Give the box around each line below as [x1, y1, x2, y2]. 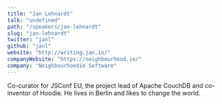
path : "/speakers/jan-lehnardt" [7, 23, 101, 30]
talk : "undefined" [7, 17, 61, 24]
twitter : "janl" [7, 36, 54, 43]
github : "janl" [7, 43, 52, 50]
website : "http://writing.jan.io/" [7, 50, 111, 57]
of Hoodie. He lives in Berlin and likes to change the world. [32, 89, 201, 97]
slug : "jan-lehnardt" [7, 29, 71, 37]
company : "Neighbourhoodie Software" [7, 62, 117, 69]
